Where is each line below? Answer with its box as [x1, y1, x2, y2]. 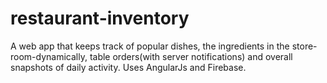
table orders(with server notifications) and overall [89, 50, 293, 62]
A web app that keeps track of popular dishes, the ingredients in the [10, 40, 290, 52]
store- [291, 40, 318, 52]
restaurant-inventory [10, 7, 190, 30]
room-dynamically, [10, 50, 88, 62]
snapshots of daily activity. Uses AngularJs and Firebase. [10, 61, 247, 73]
